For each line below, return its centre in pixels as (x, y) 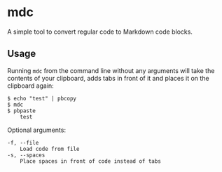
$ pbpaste (22, 111)
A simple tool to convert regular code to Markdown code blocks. (100, 32)
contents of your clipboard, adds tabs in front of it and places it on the (108, 78)
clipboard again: (30, 86)
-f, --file (23, 143)
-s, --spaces (26, 155)
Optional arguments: (37, 130)
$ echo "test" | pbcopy (42, 98)
